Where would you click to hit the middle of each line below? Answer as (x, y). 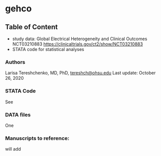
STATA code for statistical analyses (48, 49)
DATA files (18, 114)
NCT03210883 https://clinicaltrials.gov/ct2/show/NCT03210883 (78, 44)
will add (13, 149)
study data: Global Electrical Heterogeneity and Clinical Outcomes (80, 39)
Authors (15, 62)
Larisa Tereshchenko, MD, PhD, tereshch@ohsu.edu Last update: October (80, 73)
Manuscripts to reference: (37, 138)
